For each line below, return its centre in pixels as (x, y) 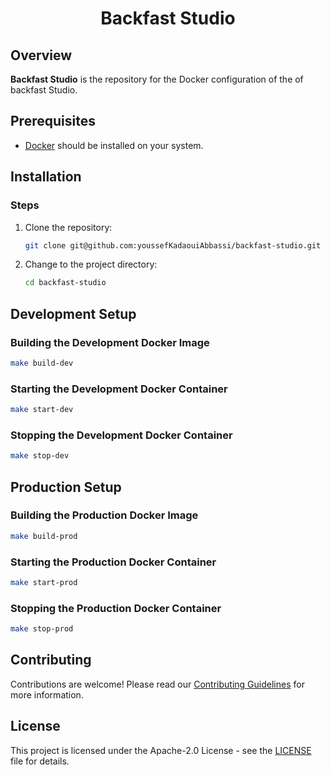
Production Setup (66, 487)
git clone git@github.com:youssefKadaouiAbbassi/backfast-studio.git (173, 245)
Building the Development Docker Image (110, 342)
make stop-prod (42, 629)
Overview (41, 55)
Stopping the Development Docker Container (121, 435)
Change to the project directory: (91, 264)
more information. (47, 694)
